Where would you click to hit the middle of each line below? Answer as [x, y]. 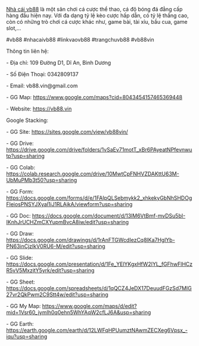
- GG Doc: [18, 216]
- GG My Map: [23, 306]
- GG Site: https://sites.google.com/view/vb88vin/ [67, 132]
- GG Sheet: [21, 282]
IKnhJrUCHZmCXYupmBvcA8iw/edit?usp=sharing [67, 222]
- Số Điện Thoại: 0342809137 [42, 74]
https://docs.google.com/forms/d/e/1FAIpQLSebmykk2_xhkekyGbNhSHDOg [99, 198]
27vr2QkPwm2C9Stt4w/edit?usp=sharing [57, 295]
